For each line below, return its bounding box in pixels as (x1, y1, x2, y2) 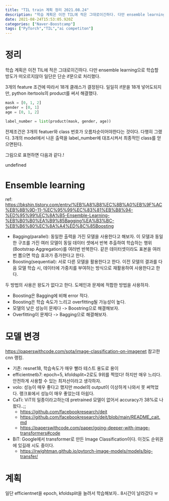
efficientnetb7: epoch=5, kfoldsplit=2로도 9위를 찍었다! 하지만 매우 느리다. (12, 372, 162, 378)
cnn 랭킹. (5, 354, 24, 361)
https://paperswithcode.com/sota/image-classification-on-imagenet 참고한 (5, 348, 160, 354)
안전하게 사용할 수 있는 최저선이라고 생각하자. (12, 378, 102, 384)
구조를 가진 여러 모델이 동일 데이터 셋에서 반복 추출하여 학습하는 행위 (18, 240, 152, 246)
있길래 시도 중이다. (18, 443, 54, 449)
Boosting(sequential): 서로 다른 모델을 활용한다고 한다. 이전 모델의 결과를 (12, 258, 157, 264)
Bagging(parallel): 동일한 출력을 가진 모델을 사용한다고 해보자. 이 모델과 (12, 233, 154, 239)
